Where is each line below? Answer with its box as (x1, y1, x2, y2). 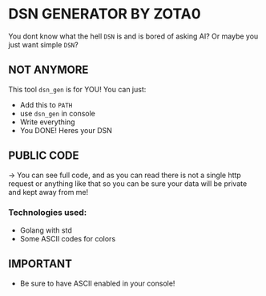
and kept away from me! (8, 187, 89, 197)
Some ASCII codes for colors (19, 233, 116, 243)
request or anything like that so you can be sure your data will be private (8, 178, 248, 189)
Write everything (19, 117, 75, 127)
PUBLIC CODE (8, 149, 79, 163)
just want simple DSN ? (8, 39, 79, 49)
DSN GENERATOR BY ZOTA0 (8, 5, 202, 23)
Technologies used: (8, 207, 87, 218)
